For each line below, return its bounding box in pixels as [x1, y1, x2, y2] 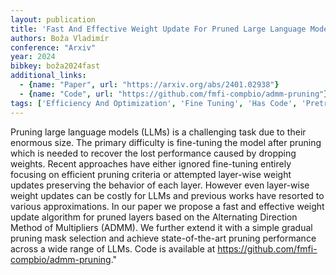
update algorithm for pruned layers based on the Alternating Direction [10, 211, 298, 223]
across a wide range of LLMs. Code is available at [10, 242, 216, 255]
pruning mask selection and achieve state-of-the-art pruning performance [10, 232, 317, 244]
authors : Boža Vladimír [10, 33, 110, 43]
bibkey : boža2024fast [10, 61, 101, 71]
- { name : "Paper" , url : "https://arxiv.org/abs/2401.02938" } [19, 80, 280, 90]
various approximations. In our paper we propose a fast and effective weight [10, 200, 325, 212]
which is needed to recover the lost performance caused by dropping [10, 147, 297, 159]
